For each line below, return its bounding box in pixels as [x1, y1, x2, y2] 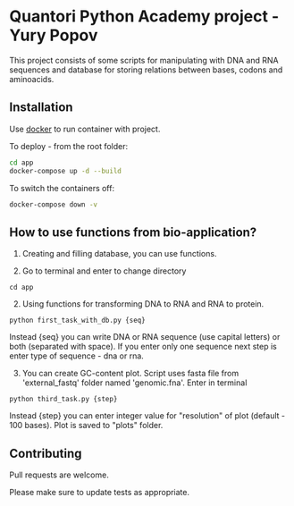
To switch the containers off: [9, 182, 114, 193]
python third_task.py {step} [9, 395, 118, 404]
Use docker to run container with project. [9, 123, 161, 134]
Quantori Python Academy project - [9, 6, 280, 27]
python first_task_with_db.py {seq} [9, 316, 146, 325]
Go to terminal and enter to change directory [21, 266, 187, 276]
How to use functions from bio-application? [9, 224, 257, 240]
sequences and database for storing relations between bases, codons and [9, 64, 283, 75]
